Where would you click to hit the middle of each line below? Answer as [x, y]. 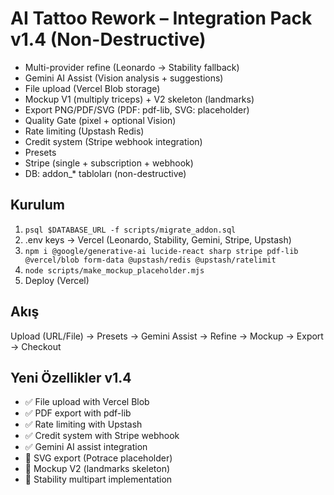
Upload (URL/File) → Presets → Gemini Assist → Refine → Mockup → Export [167, 336]
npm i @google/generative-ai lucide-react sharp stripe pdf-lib [161, 251]
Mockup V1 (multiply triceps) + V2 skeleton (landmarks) [139, 99]
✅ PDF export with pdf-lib [78, 413]
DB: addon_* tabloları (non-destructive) [105, 173]
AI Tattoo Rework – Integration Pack [161, 18]
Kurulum [38, 205]
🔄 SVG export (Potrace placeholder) [98, 458]
